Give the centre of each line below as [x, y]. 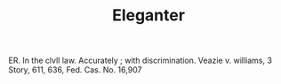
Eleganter [149, 15]
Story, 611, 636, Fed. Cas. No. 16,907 [75, 70]
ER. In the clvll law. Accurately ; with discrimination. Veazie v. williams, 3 [140, 61]
